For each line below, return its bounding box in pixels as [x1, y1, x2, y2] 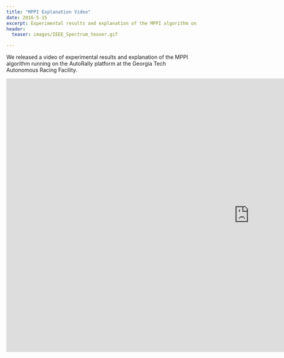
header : [6, 26, 26, 32]
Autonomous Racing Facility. [6, 66, 78, 74]
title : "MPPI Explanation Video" [6, 9, 91, 15]
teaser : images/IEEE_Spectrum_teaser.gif [12, 32, 118, 38]
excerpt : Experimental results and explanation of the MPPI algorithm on [6, 20, 197, 26]
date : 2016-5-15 [6, 15, 47, 21]
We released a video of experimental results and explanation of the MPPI [6, 53, 188, 61]
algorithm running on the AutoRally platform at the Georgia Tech [6, 60, 166, 67]
